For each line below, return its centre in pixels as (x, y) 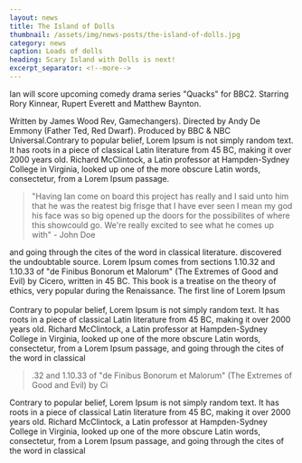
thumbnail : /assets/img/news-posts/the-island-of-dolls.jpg (125, 34)
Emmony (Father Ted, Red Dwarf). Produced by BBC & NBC (120, 130)
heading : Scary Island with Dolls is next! (93, 60)
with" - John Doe (63, 234)
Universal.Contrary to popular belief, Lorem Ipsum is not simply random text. (151, 140)
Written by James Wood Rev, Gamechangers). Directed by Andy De (135, 121)
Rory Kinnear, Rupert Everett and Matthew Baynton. (105, 103)
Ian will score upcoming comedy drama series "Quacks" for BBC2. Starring (149, 94)
